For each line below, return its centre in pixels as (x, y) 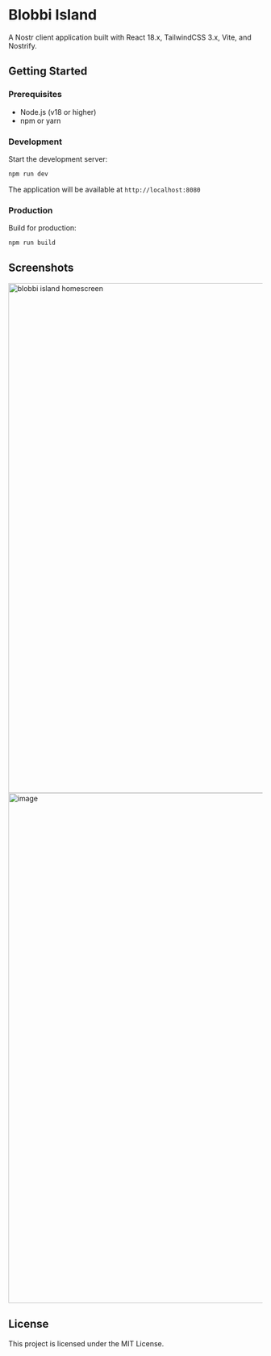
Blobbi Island (53, 15)
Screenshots (41, 268)
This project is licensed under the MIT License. (86, 1343)
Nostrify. (23, 45)
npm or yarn (40, 120)
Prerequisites (35, 95)
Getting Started (48, 72)
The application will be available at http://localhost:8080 (104, 189)
